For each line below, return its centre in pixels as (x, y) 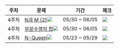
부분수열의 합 (39, 29)
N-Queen (36, 38)
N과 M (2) (36, 20)
